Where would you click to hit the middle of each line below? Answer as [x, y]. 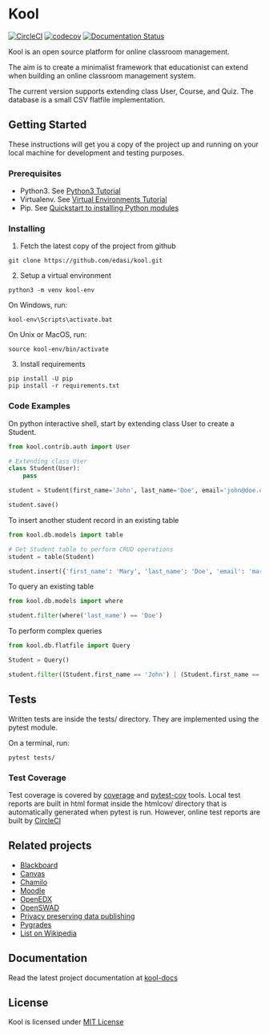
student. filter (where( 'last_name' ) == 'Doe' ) [85, 616]
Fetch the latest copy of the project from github [98, 246]
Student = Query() [39, 660]
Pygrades [36, 924]
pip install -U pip [41, 379]
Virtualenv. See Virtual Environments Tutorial [93, 199]
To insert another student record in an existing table [94, 520]
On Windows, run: [38, 305]
